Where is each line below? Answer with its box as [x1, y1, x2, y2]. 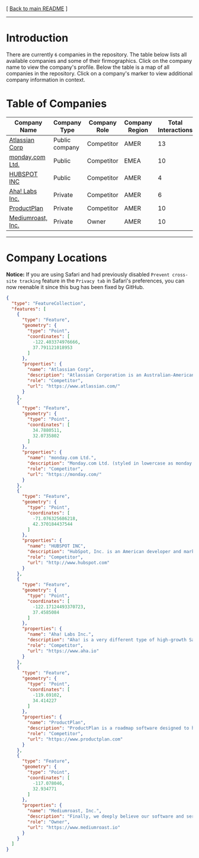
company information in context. [6, 76, 86, 83]
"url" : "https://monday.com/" [27, 471, 102, 477]
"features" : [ [11, 306, 46, 312]
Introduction [6, 31, 69, 45]
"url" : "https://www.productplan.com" [27, 736, 123, 742]
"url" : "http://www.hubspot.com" [27, 560, 110, 565]
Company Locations [6, 252, 108, 265]
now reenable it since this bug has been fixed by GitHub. [6, 283, 145, 290]
